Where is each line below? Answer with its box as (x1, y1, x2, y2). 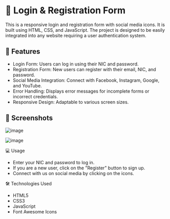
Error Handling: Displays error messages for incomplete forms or (12, 88, 150, 94)
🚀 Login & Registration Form (5, 5, 126, 16)
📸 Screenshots (5, 114, 53, 122)
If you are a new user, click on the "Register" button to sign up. (12, 165, 145, 171)
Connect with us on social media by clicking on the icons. (12, 170, 134, 176)
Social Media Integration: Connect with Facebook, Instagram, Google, (12, 77, 160, 83)
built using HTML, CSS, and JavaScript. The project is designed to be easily (5, 27, 165, 33)
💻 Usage (5, 147, 25, 154)
